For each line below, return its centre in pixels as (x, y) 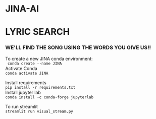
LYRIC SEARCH (37, 32)
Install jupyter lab (23, 92)
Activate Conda (21, 68)
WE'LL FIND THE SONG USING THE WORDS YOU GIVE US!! (78, 47)
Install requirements (26, 82)
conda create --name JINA (35, 64)
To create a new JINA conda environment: (49, 58)
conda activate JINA (27, 73)
